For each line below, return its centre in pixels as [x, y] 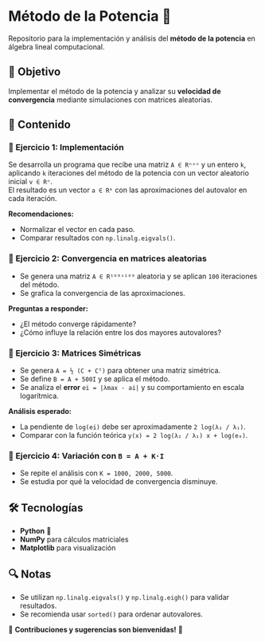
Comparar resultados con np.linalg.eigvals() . [97, 238]
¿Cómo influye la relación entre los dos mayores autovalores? [120, 332]
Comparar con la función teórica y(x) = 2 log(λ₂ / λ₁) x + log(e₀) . [134, 435]
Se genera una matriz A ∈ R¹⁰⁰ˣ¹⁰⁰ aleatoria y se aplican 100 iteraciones [138, 276]
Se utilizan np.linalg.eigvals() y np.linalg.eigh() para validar [124, 597]
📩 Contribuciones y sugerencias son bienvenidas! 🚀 [95, 629]
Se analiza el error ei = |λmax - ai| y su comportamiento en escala [132, 388]
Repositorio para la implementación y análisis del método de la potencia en [132, 38]
